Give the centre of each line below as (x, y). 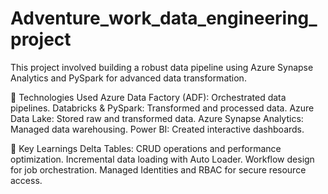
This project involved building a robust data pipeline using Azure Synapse (162, 67)
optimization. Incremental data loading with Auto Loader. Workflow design (162, 159)
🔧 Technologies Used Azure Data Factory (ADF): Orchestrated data (148, 97)
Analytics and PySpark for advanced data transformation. (128, 78)
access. (26, 180)
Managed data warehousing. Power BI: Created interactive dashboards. (157, 129)
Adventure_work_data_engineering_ (164, 18)
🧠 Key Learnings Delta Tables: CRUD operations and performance (146, 148)
